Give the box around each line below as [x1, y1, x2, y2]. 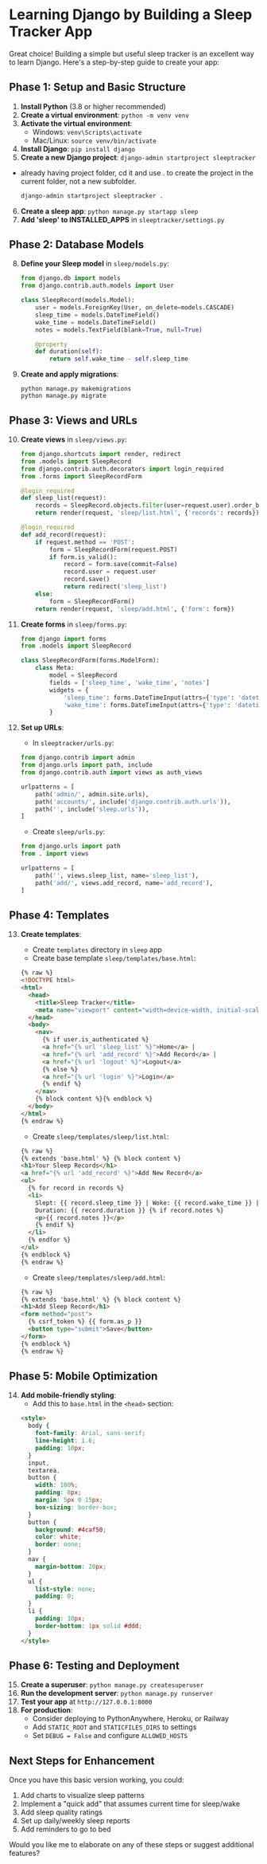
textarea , [28, 1466, 60, 1474]
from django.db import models [20, 274, 122, 282]
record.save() [63, 576, 110, 584]
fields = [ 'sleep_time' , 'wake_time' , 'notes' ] [49, 678, 210, 686]
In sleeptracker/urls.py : [32, 738, 114, 748]
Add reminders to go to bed [20, 1824, 111, 1835]
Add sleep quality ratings [20, 1807, 103, 1817]
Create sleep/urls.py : [32, 827, 106, 836]
